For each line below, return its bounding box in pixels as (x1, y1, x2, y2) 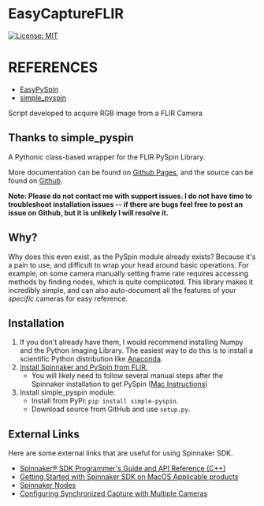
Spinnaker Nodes (19, 481, 76, 490)
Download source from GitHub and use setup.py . (31, 404, 191, 414)
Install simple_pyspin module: (19, 388, 116, 397)
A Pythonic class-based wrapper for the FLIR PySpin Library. (8, 152, 206, 162)
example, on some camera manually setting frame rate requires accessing (8, 268, 249, 278)
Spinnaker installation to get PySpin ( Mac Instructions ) (31, 380, 208, 389)
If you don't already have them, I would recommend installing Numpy (19, 337, 244, 347)
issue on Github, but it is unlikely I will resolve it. (8, 208, 169, 217)
